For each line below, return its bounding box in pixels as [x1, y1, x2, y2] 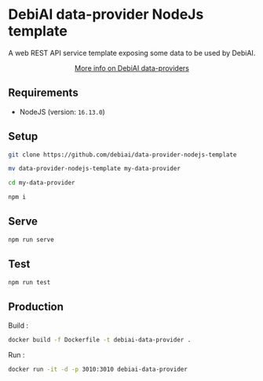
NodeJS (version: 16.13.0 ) [19, 107, 106, 116]
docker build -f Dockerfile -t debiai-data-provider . [8, 336, 192, 344]
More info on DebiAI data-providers [74, 63, 190, 72]
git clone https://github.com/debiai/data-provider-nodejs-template [8, 151, 237, 159]
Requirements [8, 86, 79, 100]
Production [8, 300, 64, 313]
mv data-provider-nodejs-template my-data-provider [8, 165, 181, 173]
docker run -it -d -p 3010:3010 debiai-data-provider [8, 365, 188, 374]
